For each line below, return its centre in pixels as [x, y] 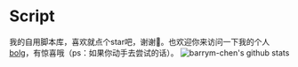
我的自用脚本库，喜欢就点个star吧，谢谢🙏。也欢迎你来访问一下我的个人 [140, 41]
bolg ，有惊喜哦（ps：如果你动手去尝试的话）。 [94, 52]
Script [32, 16]
